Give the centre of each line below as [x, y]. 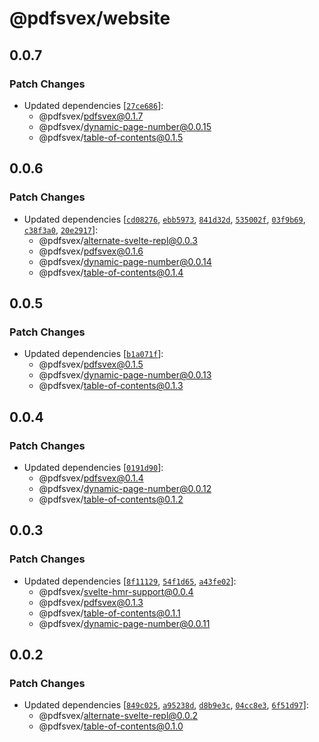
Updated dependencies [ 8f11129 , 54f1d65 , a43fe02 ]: [130, 581]
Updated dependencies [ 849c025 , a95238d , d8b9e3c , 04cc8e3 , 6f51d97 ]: [166, 705]
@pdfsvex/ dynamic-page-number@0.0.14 [125, 261]
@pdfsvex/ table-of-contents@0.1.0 [111, 726]
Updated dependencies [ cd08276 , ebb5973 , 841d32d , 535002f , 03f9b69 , [164, 219]
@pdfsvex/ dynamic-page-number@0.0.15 [125, 126]
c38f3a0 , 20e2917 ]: [61, 229]
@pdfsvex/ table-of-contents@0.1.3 [111, 386]
